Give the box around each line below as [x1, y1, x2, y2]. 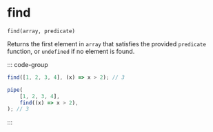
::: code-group [7, 60, 48, 68]
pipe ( [7, 86, 23, 93]
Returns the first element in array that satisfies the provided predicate [7, 39, 207, 48]
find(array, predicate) [7, 28, 76, 35]
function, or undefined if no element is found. [7, 47, 135, 55]
